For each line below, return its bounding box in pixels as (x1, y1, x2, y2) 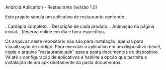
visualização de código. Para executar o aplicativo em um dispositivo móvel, (5, 44, 162, 49)
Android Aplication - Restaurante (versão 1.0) (5, 4, 97, 10)
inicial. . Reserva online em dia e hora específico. (5, 29, 105, 34)
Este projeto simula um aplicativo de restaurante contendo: (5, 14, 126, 19)
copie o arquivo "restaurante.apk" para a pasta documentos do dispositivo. (5, 49, 159, 55)
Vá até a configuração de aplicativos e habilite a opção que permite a (5, 54, 147, 60)
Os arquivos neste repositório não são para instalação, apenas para (5, 38, 144, 44)
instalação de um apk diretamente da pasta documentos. (5, 60, 122, 65)
